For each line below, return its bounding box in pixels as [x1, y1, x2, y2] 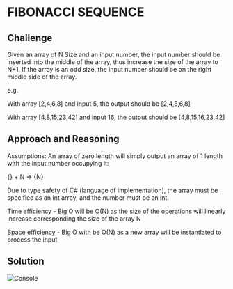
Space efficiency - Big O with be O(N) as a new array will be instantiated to [7, 228, 222, 236]
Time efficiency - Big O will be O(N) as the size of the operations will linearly [7, 207, 226, 215]
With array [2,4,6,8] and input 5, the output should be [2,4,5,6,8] [7, 100, 191, 108]
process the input [7, 235, 58, 244]
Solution [7, 256, 45, 267]
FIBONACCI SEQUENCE [7, 4, 145, 20]
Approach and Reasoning [7, 133, 120, 145]
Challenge [7, 32, 53, 44]
